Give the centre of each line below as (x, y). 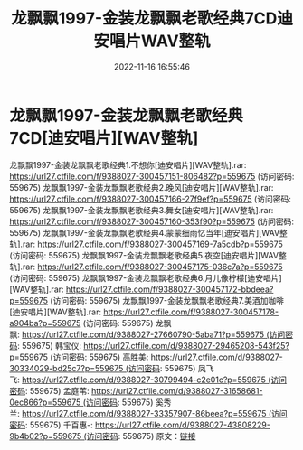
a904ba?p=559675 (45, 323)
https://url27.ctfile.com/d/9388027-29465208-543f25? (187, 345)
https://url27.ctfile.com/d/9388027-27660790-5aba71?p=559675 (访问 (153, 334)
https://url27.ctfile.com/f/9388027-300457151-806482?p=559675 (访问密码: (152, 176)
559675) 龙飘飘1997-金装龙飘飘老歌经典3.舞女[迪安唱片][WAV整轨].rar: (142, 210)
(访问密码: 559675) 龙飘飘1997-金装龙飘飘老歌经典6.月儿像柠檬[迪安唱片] (146, 277)
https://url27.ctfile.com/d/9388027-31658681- (177, 390)
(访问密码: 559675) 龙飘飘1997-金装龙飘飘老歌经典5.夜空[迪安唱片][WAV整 (148, 255)
